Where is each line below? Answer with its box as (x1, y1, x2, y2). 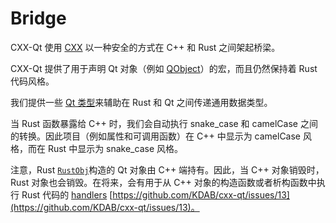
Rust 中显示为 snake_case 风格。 (47, 142, 183, 154)
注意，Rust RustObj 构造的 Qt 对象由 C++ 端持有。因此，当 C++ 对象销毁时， (10, 163, 325, 176)
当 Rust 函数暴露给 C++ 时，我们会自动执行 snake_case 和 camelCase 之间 (10, 117, 318, 129)
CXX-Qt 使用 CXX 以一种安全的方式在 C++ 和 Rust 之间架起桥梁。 (10, 41, 281, 53)
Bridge (10, 7, 67, 30)
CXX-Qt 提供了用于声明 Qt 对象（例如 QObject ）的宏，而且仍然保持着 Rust (10, 62, 318, 74)
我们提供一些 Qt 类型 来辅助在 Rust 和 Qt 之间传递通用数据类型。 (10, 96, 273, 108)
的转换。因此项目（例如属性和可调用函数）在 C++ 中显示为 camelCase (10, 130, 302, 142)
